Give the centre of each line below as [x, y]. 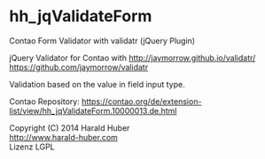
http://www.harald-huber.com [63, 137]
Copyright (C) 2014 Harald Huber [70, 128]
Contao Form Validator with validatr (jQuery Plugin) [102, 41]
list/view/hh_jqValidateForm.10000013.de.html [93, 110]
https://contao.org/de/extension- [141, 101]
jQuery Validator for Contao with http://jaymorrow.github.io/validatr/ [132, 57]
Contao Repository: [44, 101]
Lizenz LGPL [32, 147]
